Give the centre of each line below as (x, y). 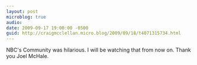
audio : (14, 22)
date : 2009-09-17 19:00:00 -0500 (47, 28)
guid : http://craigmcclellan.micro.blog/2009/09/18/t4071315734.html (94, 33)
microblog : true (26, 17)
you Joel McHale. (28, 56)
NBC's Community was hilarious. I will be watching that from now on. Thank (98, 50)
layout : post (22, 11)
